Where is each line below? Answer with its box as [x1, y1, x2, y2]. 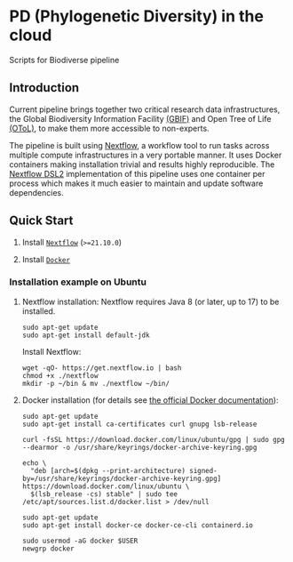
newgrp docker [21, 544, 75, 553]
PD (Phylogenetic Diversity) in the [9, 6, 265, 27]
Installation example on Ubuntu [9, 276, 146, 288]
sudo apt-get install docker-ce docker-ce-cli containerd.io [21, 520, 254, 530]
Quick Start [9, 213, 74, 229]
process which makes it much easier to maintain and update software [9, 178, 264, 189]
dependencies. [9, 187, 64, 197]
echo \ [21, 458, 47, 468]
